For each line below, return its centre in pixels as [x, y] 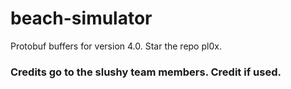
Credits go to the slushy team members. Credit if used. [146, 72]
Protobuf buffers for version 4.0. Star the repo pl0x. [116, 46]
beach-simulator [81, 18]
